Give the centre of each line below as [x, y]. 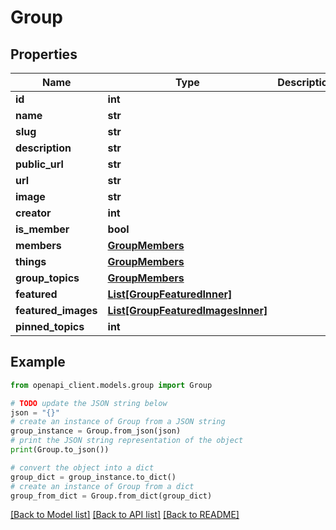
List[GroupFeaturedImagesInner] [187, 310]
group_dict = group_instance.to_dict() [93, 477]
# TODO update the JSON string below [89, 403]
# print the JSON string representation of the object [127, 441]
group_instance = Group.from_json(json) [96, 431]
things [31, 261]
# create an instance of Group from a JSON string [118, 422]
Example [38, 362]
